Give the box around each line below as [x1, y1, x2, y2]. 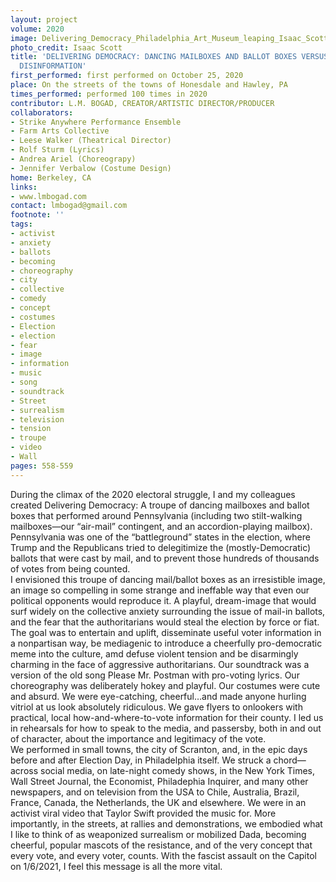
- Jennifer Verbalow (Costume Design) [10, 163, 172, 173]
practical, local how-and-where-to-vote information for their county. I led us [10, 711, 324, 723]
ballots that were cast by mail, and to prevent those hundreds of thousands [10, 552, 320, 564]
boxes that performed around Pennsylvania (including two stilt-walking [10, 509, 303, 521]
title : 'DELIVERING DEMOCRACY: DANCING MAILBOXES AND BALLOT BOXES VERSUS [10, 52, 329, 62]
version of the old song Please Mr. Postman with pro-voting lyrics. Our [10, 669, 300, 681]
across [10, 764, 39, 776]
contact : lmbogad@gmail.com [10, 201, 128, 211]
